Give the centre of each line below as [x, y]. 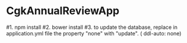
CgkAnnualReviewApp [63, 11]
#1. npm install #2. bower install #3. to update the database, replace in [92, 27]
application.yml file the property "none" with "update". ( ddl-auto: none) [94, 33]
